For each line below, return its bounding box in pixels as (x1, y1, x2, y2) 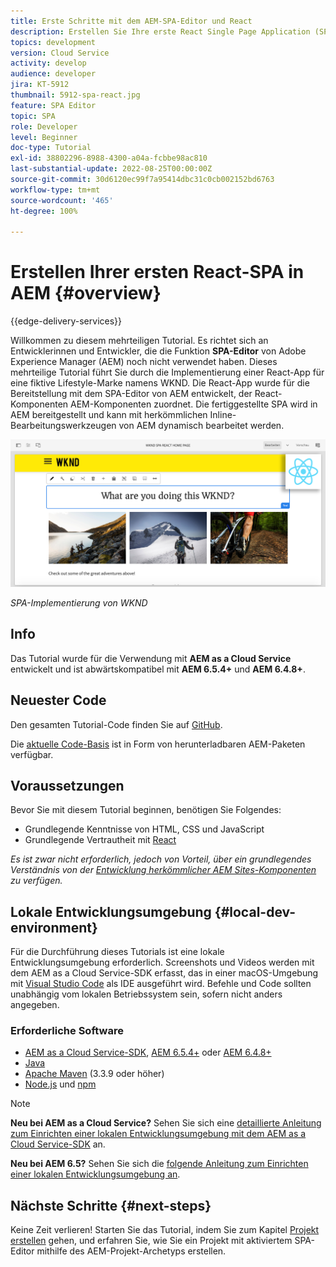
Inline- (209, 409, 237, 421)
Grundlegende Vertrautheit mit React (24, 834, 177, 846)
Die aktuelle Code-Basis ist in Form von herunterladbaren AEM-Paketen (10, 738, 306, 750)
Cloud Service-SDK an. (10, 1138, 106, 1150)
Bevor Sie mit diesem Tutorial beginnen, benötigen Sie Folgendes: (10, 804, 282, 816)
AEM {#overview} (10, 282, 162, 305)
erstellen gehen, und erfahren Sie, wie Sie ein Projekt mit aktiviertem (10, 1235, 293, 1247)
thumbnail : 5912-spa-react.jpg (10, 90, 141, 100)
